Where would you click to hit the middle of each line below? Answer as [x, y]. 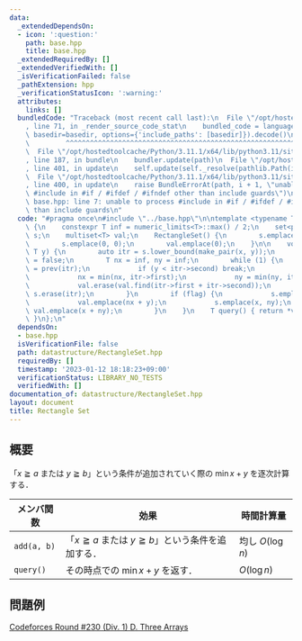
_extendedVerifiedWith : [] [68, 68]
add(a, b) [35, 546]
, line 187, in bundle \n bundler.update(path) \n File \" [142, 160]
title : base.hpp [56, 51]
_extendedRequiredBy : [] [64, 59]
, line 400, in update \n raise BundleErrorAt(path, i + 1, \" [151, 185]
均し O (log [261, 541]
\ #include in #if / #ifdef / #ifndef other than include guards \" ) [156, 194]
